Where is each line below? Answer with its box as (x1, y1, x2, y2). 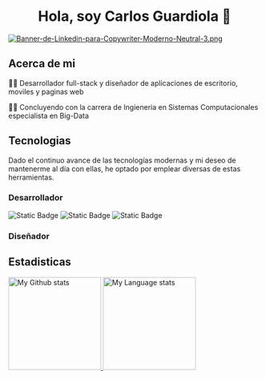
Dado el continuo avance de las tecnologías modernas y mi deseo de (8, 155, 236, 165)
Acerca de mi (8, 57, 76, 71)
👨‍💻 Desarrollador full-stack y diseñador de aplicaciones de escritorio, (8, 78, 238, 87)
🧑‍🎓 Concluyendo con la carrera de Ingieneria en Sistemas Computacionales (8, 102, 259, 111)
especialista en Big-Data (8, 111, 90, 120)
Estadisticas (8, 256, 72, 269)
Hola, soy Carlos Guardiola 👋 (38, 7, 232, 26)
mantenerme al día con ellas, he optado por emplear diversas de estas (8, 163, 241, 173)
